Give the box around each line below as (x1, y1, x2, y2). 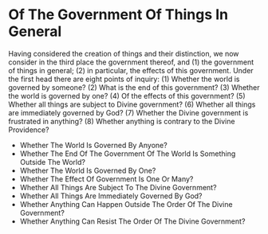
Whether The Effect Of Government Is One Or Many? (19, 174, 194, 184)
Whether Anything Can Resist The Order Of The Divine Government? (19, 216, 246, 226)
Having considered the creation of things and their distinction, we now (8, 49, 239, 58)
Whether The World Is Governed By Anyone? (19, 140, 167, 150)
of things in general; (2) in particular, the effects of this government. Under (8, 65, 254, 75)
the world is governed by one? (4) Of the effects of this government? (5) (8, 91, 246, 100)
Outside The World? (19, 157, 86, 166)
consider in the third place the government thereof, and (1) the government (8, 57, 254, 67)
